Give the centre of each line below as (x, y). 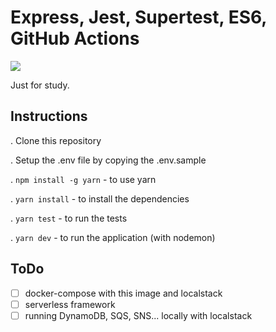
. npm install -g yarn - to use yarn (83, 179)
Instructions (49, 116)
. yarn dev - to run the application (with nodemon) (113, 237)
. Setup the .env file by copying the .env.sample (108, 160)
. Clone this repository (56, 140)
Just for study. (40, 85)
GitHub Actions (75, 38)
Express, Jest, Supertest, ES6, (138, 17)
